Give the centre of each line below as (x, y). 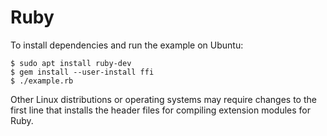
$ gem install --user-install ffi (82, 72)
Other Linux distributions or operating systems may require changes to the (163, 99)
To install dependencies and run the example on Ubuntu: (127, 45)
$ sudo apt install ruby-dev (71, 63)
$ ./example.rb (42, 81)
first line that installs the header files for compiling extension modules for (161, 110)
